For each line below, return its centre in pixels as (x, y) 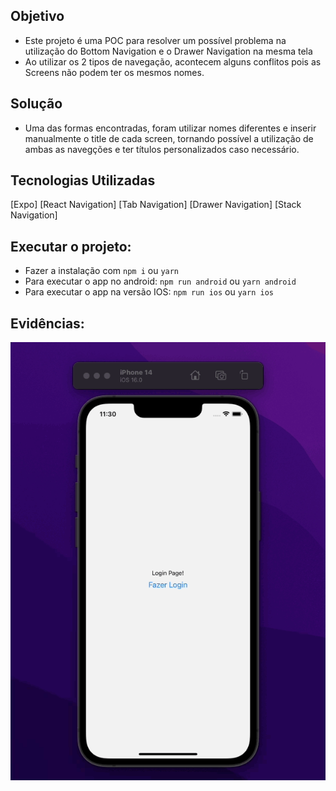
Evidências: (47, 323)
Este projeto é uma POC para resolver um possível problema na (155, 40)
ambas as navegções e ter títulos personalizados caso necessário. (162, 149)
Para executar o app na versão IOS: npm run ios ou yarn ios (149, 292)
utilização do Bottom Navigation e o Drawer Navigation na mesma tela (168, 51)
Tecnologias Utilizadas (83, 180)
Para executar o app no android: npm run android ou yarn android (160, 281)
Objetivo (37, 16)
